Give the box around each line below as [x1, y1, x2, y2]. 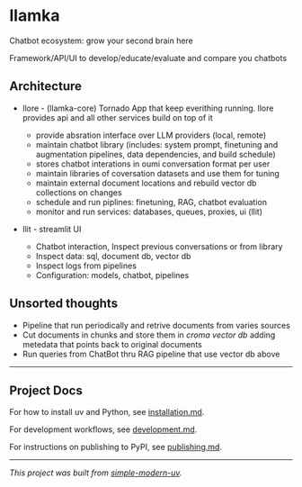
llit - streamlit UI [22, 223, 82, 234]
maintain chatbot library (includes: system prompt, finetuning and [35, 139, 279, 149]
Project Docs [9, 383, 83, 398]
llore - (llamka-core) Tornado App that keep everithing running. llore [22, 103, 274, 113]
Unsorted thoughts [9, 296, 119, 311]
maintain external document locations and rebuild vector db [35, 177, 257, 188]
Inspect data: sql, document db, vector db [35, 250, 191, 261]
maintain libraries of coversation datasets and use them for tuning [35, 167, 280, 178]
